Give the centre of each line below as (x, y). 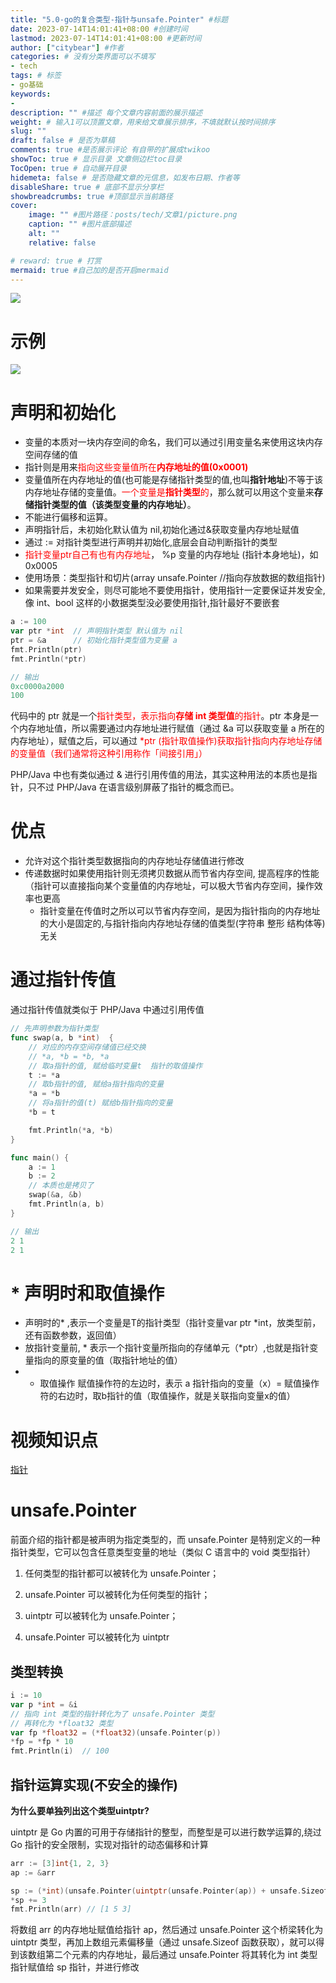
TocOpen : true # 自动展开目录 (68, 168)
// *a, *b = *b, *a (69, 1056)
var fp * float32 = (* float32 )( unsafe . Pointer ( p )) (116, 1732)
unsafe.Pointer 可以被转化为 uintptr (97, 1637)
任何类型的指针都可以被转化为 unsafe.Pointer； (122, 1573)
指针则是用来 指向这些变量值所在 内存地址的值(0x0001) (136, 467)
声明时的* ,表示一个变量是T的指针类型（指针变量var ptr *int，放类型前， (173, 1323)
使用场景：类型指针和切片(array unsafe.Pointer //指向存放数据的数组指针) (175, 578)
